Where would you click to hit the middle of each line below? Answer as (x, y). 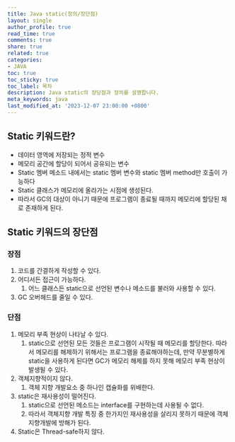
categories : (25, 60)
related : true (28, 54)
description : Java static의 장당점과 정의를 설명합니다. (83, 93)
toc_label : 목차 (30, 86)
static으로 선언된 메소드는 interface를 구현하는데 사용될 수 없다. (116, 405)
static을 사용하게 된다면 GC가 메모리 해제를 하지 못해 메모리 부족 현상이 (126, 361)
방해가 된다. (75, 422)
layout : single (30, 21)
